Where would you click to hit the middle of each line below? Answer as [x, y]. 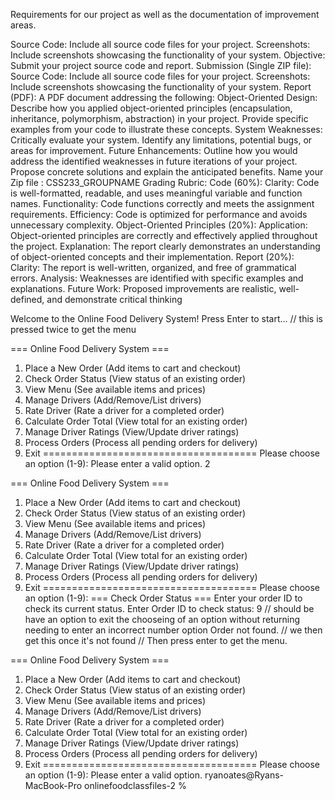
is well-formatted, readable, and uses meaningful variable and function [156, 193]
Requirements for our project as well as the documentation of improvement [165, 14]
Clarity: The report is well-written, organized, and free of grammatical [153, 267]
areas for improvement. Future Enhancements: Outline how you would [154, 150]
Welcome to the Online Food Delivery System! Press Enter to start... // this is [166, 318]
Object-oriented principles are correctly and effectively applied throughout [164, 235]
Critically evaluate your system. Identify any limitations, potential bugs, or [161, 140]
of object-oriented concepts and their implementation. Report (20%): [152, 257]
